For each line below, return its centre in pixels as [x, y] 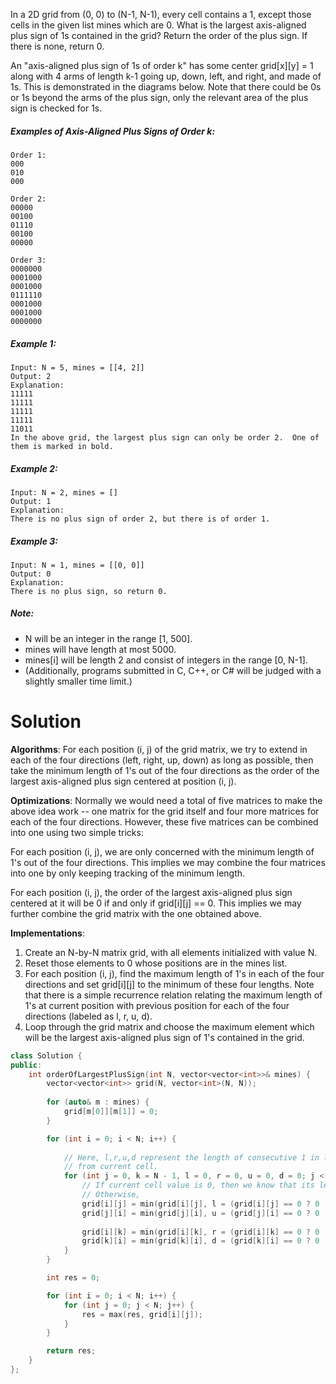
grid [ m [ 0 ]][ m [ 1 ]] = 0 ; [111, 1112]
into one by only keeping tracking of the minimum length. [128, 873]
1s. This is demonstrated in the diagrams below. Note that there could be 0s [166, 87]
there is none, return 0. [57, 46]
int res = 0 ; [73, 1278]
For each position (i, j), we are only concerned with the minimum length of [162, 851]
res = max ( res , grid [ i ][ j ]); [142, 1314]
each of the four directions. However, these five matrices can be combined [164, 821]
